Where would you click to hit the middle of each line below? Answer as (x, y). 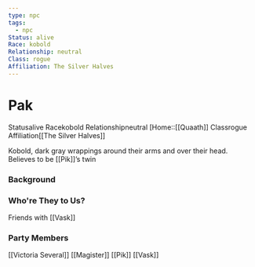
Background (32, 179)
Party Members (38, 238)
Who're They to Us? (47, 200)
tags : (17, 23)
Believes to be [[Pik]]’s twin (52, 159)
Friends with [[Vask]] (42, 218)
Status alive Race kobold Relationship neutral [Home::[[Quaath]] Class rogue (128, 127)
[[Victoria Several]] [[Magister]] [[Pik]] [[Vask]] (84, 255)
